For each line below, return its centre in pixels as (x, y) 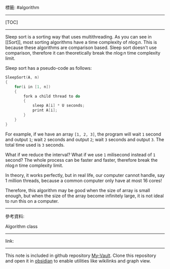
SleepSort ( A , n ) (22, 77)
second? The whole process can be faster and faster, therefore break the (81, 160)
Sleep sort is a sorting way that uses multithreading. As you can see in (78, 37)
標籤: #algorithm (22, 7)
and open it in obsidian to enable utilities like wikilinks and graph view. (78, 261)
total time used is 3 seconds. (35, 145)
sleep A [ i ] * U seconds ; (58, 106)
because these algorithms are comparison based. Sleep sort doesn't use (81, 48)
